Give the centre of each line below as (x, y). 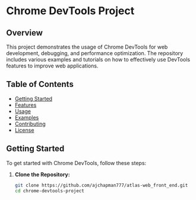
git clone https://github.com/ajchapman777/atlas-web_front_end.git (101, 185)
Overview (25, 33)
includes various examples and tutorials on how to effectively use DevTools (98, 59)
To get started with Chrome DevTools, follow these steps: (76, 163)
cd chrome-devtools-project (49, 191)
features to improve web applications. (52, 66)
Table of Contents (40, 84)
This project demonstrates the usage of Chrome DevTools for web (87, 47)
